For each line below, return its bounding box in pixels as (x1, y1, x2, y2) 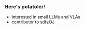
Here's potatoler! (4, 3, 45, 10)
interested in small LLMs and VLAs (11, 14, 81, 20)
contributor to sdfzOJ (11, 19, 55, 25)
